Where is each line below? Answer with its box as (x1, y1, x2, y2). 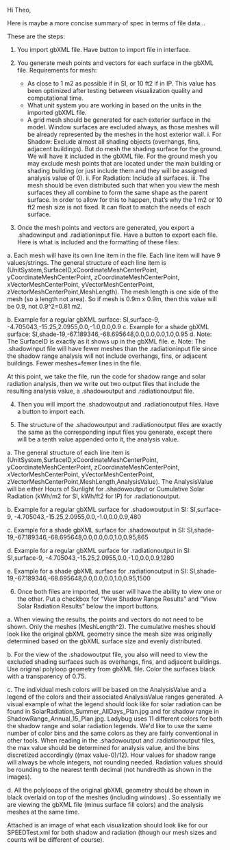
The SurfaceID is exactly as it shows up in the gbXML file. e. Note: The (7, 337, 206, 345)
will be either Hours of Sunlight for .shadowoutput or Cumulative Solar (7, 485, 205, 493)
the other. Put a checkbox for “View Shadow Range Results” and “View (16, 595, 217, 603)
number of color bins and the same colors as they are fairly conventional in (7, 729, 218, 737)
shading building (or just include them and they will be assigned (27, 167, 207, 175)
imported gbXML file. (27, 109, 87, 116)
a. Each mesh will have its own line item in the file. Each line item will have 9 (7, 251, 221, 259)
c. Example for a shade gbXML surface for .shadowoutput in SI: (7, 526, 186, 534)
